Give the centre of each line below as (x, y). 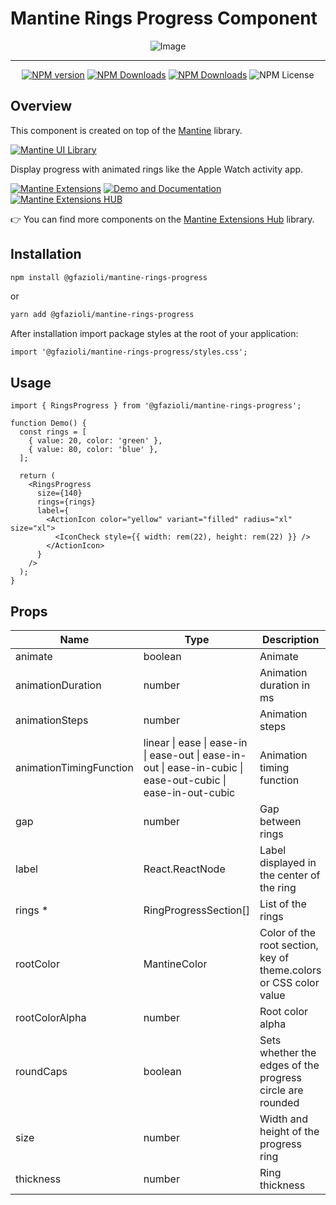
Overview (41, 106)
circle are (281, 1090)
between (280, 821)
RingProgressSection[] (197, 910)
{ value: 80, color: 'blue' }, (93, 450)
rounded (279, 1102)
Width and (283, 1119)
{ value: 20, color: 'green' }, (95, 441)
